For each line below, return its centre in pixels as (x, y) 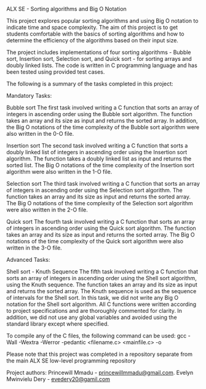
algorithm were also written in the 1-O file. (59, 172)
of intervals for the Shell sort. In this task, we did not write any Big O (93, 298)
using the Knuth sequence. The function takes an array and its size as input (102, 285)
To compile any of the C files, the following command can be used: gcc (97, 336)
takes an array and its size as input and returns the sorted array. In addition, (102, 120)
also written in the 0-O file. (40, 134)
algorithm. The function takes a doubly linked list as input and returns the (99, 159)
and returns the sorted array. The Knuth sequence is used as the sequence (101, 291)
